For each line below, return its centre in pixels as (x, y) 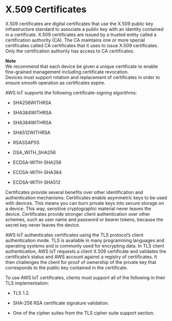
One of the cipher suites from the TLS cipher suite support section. (84, 313)
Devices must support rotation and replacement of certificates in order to (83, 77)
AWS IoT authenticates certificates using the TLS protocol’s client (74, 235)
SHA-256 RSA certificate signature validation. (61, 303)
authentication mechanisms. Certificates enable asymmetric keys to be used (86, 197)
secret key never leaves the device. (43, 225)
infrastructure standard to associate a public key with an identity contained (84, 29)
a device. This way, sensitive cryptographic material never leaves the (78, 209)
